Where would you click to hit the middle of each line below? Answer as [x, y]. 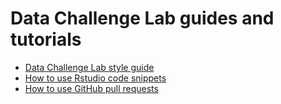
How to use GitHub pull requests [91, 88]
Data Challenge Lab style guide [89, 67]
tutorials [46, 39]
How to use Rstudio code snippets [95, 78]
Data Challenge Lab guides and [142, 18]
